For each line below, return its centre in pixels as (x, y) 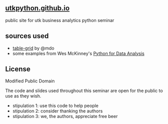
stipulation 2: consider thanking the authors (58, 111)
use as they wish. (23, 96)
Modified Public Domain (30, 81)
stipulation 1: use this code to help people (56, 106)
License (18, 69)
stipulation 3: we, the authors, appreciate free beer (65, 116)
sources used (27, 36)
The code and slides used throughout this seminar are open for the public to (84, 91)
